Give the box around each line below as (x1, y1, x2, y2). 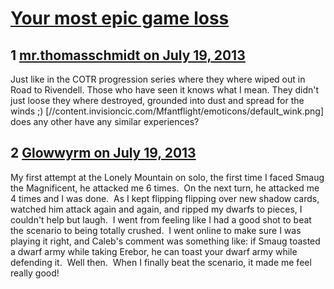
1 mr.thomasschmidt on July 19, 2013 (10, 47, 246, 64)
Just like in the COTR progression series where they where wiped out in (10, 73, 306, 85)
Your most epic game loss (10, 7, 230, 30)
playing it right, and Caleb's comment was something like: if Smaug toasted (10, 235, 321, 247)
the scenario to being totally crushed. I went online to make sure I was (10, 224, 302, 236)
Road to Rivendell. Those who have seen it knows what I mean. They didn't (10, 84, 320, 96)
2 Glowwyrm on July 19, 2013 (10, 145, 197, 162)
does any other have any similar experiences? (10, 116, 200, 127)
